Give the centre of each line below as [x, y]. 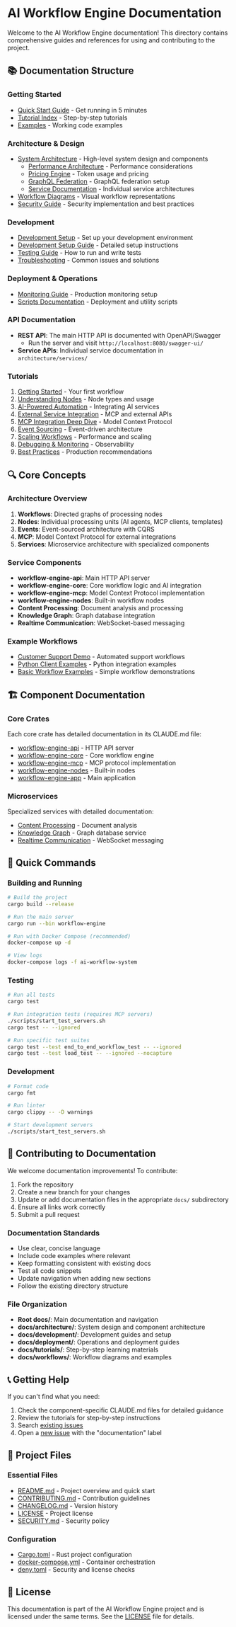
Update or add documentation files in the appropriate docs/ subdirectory [123, 1199]
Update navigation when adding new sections [84, 1279]
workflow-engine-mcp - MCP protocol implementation [97, 763]
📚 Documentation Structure [71, 71]
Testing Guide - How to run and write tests [79, 253]
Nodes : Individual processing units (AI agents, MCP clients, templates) [120, 521]
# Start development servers [50, 1125]
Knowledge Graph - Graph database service [82, 833]
